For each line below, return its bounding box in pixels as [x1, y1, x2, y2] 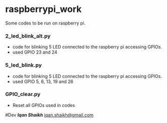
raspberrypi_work [5, 3, 82, 15]
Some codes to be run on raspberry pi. [5, 20, 86, 26]
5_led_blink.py [5, 61, 42, 68]
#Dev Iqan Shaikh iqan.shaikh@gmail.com [5, 111, 94, 118]
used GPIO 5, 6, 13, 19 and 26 [12, 78, 74, 84]
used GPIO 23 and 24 [12, 49, 58, 55]
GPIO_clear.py [5, 91, 41, 98]
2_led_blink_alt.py [5, 32, 51, 39]
